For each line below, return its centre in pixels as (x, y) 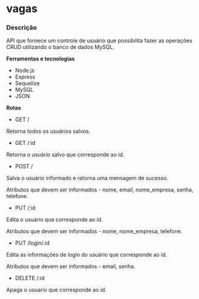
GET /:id (25, 143)
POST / (24, 166)
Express (25, 77)
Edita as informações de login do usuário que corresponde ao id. (87, 255)
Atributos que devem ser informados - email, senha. (71, 266)
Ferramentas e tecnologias (41, 59)
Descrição (22, 28)
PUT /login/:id (32, 243)
